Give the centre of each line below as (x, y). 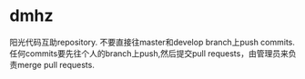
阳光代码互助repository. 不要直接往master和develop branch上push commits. (152, 42)
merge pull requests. (56, 64)
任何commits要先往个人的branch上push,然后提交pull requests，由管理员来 (149, 53)
